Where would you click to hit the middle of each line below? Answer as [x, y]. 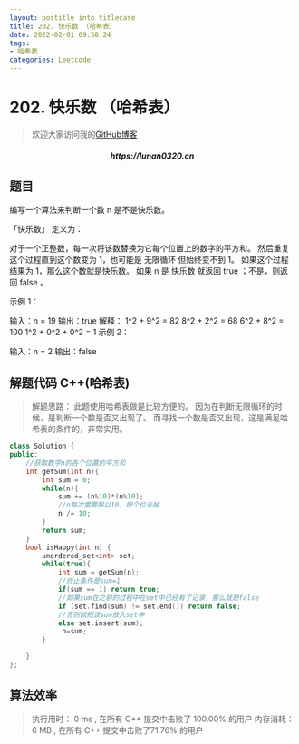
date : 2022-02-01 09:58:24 [60, 34]
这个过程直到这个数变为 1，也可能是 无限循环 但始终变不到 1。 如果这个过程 [149, 260]
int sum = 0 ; [67, 480]
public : [24, 455]
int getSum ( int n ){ [63, 471]
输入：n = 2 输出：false [53, 352]
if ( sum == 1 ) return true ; [109, 590]
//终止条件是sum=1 [89, 581]
